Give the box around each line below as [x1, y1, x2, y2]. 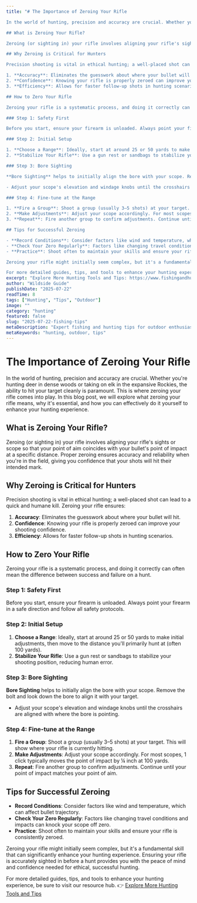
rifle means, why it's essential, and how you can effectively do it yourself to [6, 399, 188, 406]
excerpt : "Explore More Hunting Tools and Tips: [6, 275, 127, 281]
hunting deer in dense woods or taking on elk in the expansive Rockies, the [6, 380, 188, 388]
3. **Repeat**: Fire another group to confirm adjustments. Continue [6, 216, 180, 222]
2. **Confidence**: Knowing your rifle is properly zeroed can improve [6, 78, 185, 83]
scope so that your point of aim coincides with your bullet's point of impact [6, 444, 187, 451]
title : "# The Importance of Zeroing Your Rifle [6, 8, 127, 15]
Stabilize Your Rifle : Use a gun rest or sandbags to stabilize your [14, 652, 172, 659]
